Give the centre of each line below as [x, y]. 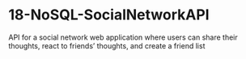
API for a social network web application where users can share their [123, 37]
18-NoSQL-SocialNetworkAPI [109, 15]
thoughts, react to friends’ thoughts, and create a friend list [107, 45]
